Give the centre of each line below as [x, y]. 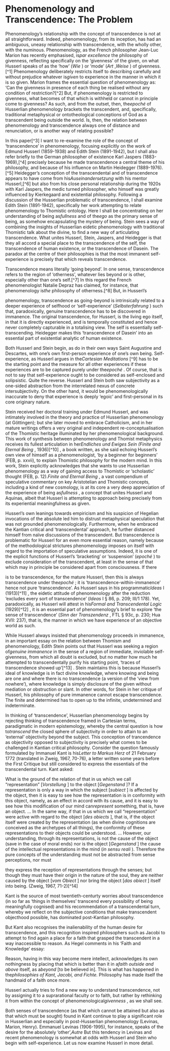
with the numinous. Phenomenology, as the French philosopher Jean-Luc [82, 50]
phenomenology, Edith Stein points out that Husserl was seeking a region [82, 646]
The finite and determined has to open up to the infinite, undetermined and [83, 700]
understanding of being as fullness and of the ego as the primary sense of [82, 216]
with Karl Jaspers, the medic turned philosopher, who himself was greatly [82, 189]
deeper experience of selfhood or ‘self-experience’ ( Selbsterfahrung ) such [84, 306]
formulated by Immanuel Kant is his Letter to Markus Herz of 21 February [81, 753]
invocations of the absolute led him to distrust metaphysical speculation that [85, 519]
